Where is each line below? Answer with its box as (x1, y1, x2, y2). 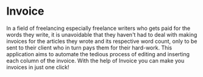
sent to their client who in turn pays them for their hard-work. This (6, 44, 173, 51)
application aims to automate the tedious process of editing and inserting (6, 50, 190, 57)
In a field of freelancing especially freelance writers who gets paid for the (6, 24, 191, 32)
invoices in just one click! (6, 63, 69, 71)
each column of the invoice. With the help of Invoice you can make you (6, 57, 185, 64)
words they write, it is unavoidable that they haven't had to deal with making (6, 31, 198, 38)
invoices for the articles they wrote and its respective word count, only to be (6, 37, 198, 45)
